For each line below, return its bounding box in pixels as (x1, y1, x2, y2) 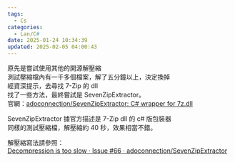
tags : (7, 10, 24, 18)
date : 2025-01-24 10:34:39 (7, 37, 88, 44)
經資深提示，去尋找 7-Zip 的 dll (7, 82, 99, 90)
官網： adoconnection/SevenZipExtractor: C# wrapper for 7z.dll (7, 99, 193, 107)
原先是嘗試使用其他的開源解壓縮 (7, 64, 101, 72)
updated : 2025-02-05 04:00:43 (7, 43, 98, 50)
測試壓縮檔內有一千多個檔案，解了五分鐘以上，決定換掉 (7, 72, 170, 81)
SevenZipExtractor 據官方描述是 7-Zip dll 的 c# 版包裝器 (7, 114, 171, 123)
